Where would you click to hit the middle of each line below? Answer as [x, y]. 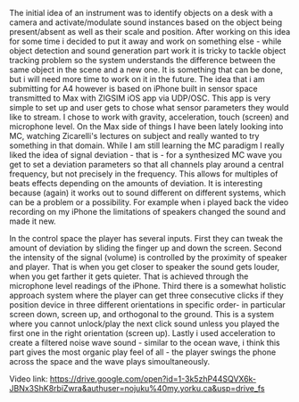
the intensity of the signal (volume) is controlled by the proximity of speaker [148, 257]
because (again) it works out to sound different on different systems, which [148, 193]
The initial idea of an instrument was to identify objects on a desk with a [141, 13]
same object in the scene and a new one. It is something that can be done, [146, 70]
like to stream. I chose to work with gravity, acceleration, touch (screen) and [149, 117]
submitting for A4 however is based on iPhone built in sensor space [133, 89]
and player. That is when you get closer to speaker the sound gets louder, [145, 267]
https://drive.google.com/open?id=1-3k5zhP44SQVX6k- [153, 379]
